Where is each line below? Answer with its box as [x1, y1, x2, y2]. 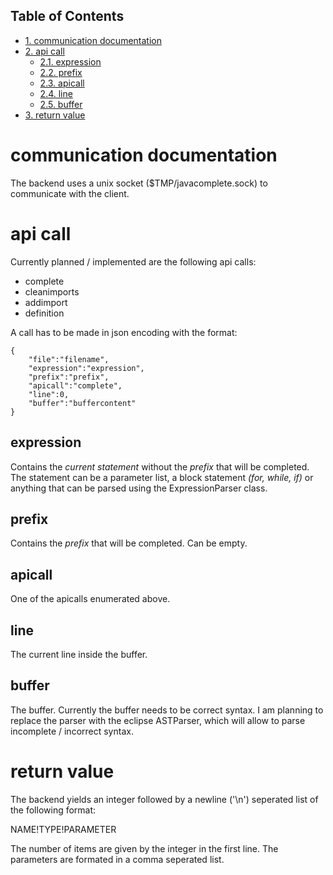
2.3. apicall [39, 77, 85, 89]
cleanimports [24, 285, 80, 298]
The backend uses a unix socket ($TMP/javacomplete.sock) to [10, 177, 268, 189]
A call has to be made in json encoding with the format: [10, 326, 238, 338]
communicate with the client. [10, 187, 130, 199]
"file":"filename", [28, 354, 110, 364]
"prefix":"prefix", [28, 372, 110, 382]
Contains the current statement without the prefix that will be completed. [10, 460, 310, 473]
